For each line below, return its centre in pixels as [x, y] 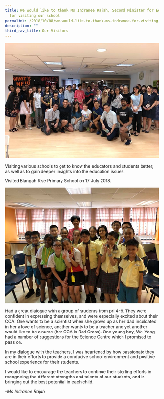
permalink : [16, 21]
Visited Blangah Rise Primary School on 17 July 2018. [58, 181]
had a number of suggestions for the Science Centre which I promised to [78, 337]
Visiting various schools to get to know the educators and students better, [79, 166]
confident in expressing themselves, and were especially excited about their [82, 316]
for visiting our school [35, 15]
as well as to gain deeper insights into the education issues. [65, 172]
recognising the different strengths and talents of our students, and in [75, 377]
